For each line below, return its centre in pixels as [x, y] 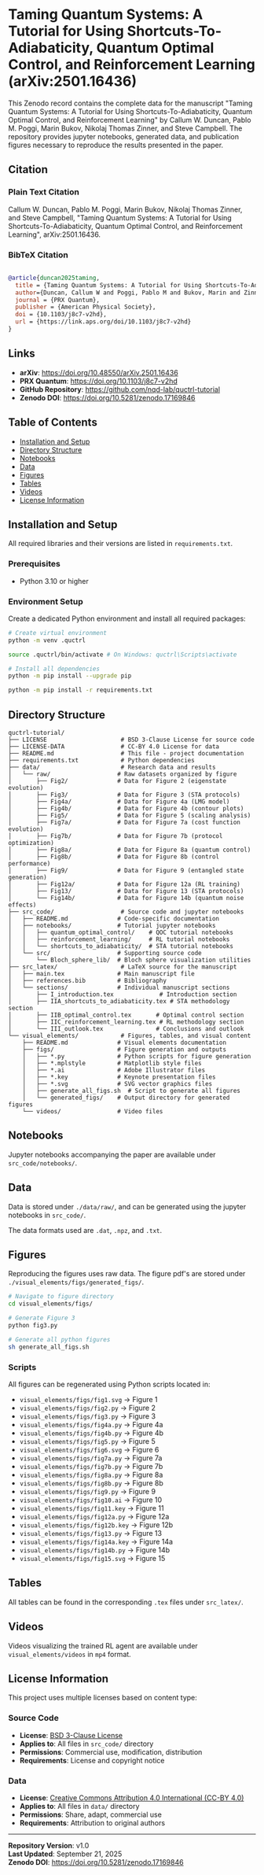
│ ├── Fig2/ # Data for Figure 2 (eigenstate [117, 781]
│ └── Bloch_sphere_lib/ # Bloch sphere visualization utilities [130, 960]
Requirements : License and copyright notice [92, 1760]
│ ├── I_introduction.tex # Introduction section [123, 995]
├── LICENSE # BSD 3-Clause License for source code [132, 740]
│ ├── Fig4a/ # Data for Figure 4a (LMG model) [119, 802]
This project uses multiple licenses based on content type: [103, 1698]
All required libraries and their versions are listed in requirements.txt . [121, 544]
